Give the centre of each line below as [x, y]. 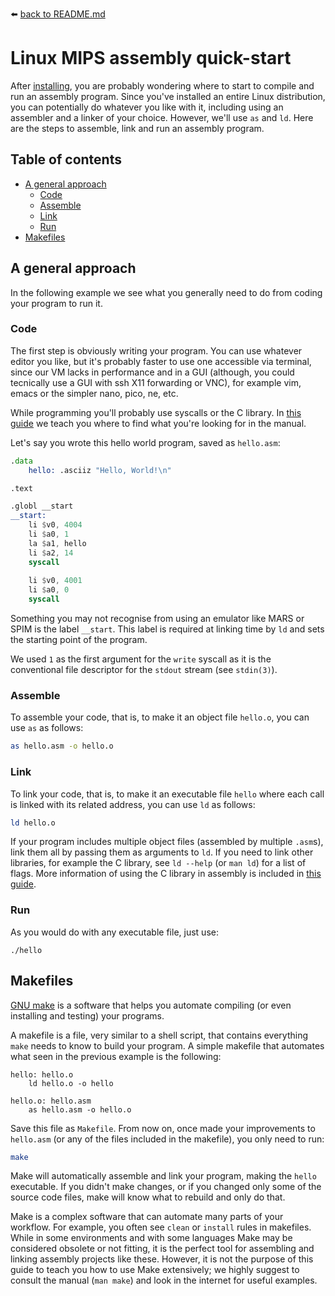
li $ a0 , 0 [49, 590]
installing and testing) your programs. [87, 1015]
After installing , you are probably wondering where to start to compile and [162, 85]
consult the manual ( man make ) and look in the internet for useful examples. [164, 1280]
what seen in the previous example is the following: [116, 1056]
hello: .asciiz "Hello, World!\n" [100, 470]
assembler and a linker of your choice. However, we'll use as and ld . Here [162, 117]
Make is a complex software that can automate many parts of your [147, 1217]
